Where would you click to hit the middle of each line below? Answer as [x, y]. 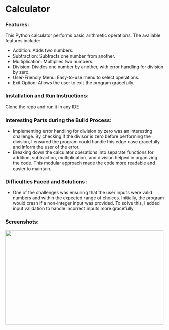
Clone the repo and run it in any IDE [42, 107]
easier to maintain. [32, 169]
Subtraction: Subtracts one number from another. [64, 56]
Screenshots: [22, 222]
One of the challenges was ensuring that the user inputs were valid [82, 193]
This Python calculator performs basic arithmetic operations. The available [83, 35]
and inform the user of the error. [46, 147]
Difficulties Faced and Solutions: [46, 181]
